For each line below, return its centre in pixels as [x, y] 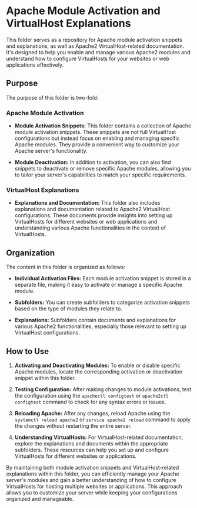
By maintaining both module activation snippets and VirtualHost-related [93, 467]
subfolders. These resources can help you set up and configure [92, 450]
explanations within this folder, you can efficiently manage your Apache [93, 474]
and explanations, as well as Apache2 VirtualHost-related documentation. [95, 46]
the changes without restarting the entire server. [73, 425]
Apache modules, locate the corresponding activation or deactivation [98, 371]
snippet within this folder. [45, 378]
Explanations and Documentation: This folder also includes [87, 203]
